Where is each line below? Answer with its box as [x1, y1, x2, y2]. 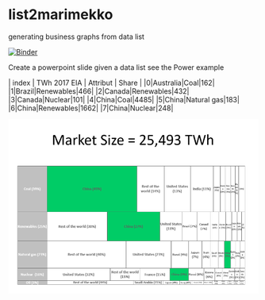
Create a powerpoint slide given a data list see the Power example [8, 62, 225, 72]
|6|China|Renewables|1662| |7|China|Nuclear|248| [8, 103, 174, 113]
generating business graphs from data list [8, 32, 145, 41]
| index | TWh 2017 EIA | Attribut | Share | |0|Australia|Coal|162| [8, 78, 216, 87]
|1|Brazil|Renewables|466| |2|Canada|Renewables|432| [8, 86, 190, 96]
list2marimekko [8, 6, 113, 24]
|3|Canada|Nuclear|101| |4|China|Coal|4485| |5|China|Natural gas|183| [8, 94, 240, 104]
